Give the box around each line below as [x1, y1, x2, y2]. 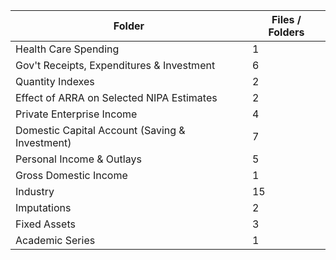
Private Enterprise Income [15, 107, 138, 121]
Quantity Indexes [15, 75, 95, 88]
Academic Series [15, 234, 96, 247]
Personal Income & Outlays [15, 152, 142, 166]
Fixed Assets [15, 217, 76, 231]
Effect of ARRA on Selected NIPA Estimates [15, 91, 218, 104]
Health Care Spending [15, 42, 120, 56]
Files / [271, 13, 302, 26]
